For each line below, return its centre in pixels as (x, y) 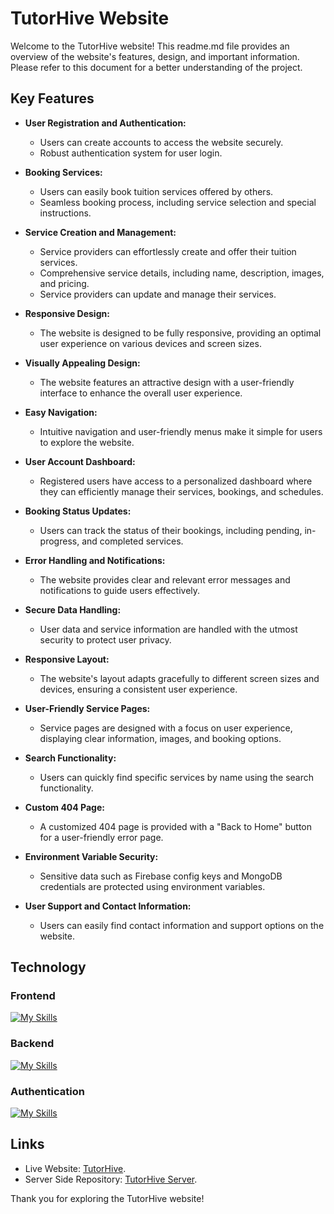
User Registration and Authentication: (105, 123)
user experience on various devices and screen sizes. (150, 343)
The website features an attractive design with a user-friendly (167, 382)
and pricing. (64, 283)
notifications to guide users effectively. (120, 590)
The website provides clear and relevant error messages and (165, 579)
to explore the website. (87, 442)
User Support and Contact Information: (108, 906)
